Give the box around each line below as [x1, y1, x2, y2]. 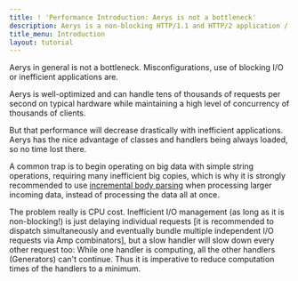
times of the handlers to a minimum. [9, 263, 141, 274]
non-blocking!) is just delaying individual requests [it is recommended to [9, 216, 274, 227]
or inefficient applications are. [9, 72, 118, 83]
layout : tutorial [9, 37, 74, 47]
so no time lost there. [9, 144, 87, 155]
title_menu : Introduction [9, 29, 105, 38]
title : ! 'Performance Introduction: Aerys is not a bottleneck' [9, 12, 256, 22]
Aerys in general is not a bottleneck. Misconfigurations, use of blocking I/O [9, 62, 284, 73]
